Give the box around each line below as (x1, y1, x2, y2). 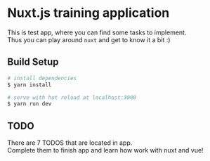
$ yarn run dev (7, 101, 52, 108)
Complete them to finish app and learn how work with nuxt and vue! (7, 146, 204, 155)
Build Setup (7, 56, 59, 68)
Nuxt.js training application (7, 5, 170, 21)
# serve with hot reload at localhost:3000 (7, 94, 137, 101)
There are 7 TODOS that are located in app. (7, 139, 133, 147)
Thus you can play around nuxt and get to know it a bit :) (7, 35, 171, 44)
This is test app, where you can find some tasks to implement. (7, 28, 187, 37)
